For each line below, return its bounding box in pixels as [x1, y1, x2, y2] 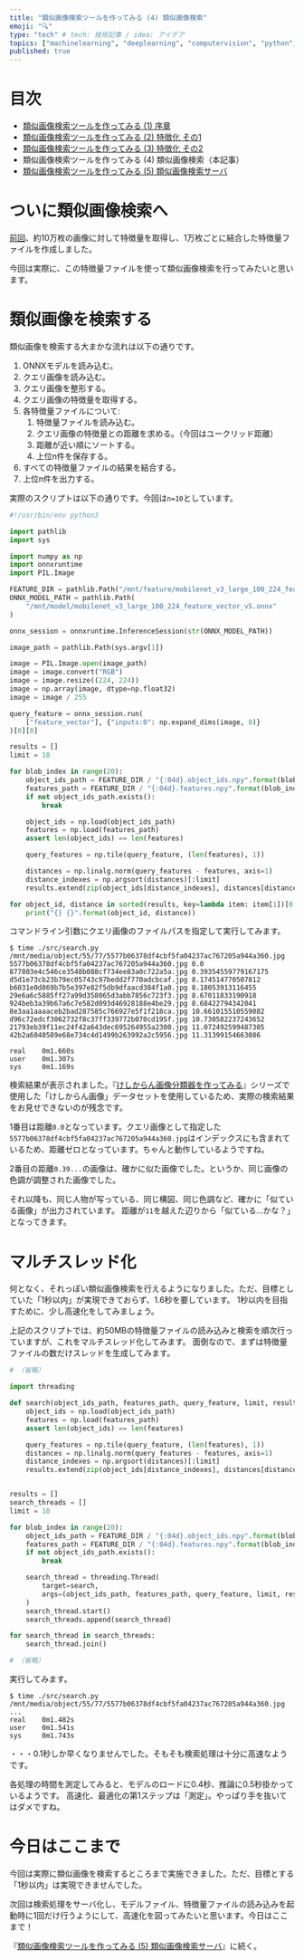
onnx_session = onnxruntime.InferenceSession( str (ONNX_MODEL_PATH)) [9, 626, 273, 636]
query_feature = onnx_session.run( [9, 709, 144, 718]
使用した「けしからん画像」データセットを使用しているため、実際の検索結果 [9, 1091, 295, 1102]
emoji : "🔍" [9, 22, 52, 31]
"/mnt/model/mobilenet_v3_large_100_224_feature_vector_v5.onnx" [25, 601, 278, 611]
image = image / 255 [9, 693, 88, 702]
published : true [9, 47, 71, 56]
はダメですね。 [9, 1802, 65, 1812]
